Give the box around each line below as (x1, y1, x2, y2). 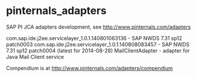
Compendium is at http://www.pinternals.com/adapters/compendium (6, 64, 173, 71)
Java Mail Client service (6, 53, 64, 60)
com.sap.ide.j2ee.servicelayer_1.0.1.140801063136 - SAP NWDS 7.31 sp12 (6, 34, 182, 41)
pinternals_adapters (6, 4, 107, 17)
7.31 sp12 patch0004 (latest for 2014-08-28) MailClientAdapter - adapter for (6, 47, 190, 54)
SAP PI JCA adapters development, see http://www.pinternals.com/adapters (6, 23, 191, 30)
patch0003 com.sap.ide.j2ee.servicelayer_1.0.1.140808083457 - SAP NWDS (6, 41, 190, 48)
